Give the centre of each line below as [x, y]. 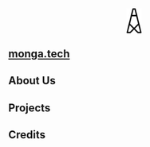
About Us [32, 81]
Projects [30, 108]
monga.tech [39, 54]
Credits [27, 135]
